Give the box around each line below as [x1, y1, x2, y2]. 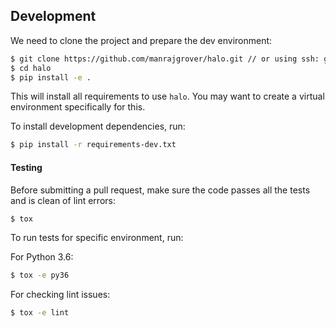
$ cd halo [10, 63, 52, 73]
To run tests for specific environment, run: [10, 232, 184, 244]
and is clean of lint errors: [10, 194, 116, 206]
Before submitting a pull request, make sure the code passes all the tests [10, 184, 311, 196]
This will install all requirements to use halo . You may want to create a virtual [10, 90, 325, 103]
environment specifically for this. [10, 101, 146, 113]
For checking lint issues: [10, 289, 111, 301]
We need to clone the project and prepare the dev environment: [10, 34, 273, 46]
